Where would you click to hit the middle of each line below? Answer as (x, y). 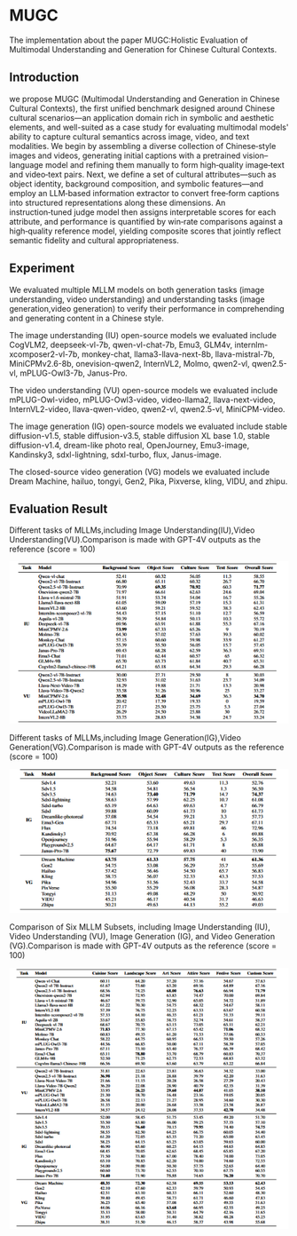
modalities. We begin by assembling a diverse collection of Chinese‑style (143, 146)
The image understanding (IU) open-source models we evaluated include (143, 335)
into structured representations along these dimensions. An (117, 202)
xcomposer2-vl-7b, (44, 354)
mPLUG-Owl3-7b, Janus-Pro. (74, 373)
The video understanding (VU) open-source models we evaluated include (144, 390)
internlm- (251, 345)
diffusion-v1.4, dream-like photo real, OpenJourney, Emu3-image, (129, 445)
